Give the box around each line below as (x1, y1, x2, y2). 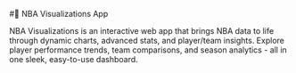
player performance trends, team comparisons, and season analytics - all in (9, 45, 287, 55)
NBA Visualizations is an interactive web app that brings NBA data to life (9, 26, 275, 36)
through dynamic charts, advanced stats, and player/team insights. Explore (9, 36, 285, 45)
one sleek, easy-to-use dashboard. (9, 54, 138, 64)
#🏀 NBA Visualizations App (9, 9, 109, 19)
